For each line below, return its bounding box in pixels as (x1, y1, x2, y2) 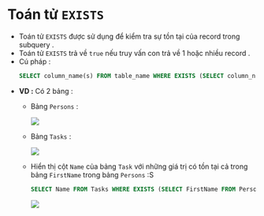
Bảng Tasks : (30, 132, 72, 141)
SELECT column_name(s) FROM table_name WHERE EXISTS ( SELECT (18, 72, 225, 80)
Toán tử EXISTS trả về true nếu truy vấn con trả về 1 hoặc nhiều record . (18, 48, 251, 58)
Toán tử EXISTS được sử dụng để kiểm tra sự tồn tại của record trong (18, 32, 240, 41)
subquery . (18, 39, 54, 49)
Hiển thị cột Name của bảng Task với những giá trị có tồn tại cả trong (30, 162, 248, 171)
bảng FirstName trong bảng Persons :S (30, 169, 154, 179)
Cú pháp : (18, 57, 51, 66)
